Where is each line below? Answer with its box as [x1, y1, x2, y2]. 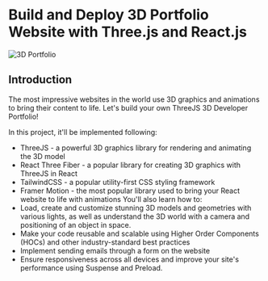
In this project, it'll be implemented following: [8, 127, 157, 136]
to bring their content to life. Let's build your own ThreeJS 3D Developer [8, 103, 249, 112]
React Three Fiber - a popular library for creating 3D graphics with [19, 160, 241, 170]
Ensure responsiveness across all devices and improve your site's [19, 254, 240, 264]
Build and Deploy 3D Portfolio [8, 6, 210, 24]
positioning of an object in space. [19, 220, 132, 229]
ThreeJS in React [19, 168, 78, 178]
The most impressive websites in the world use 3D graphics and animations [8, 94, 260, 104]
